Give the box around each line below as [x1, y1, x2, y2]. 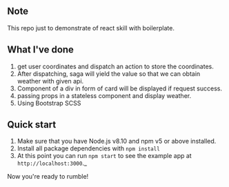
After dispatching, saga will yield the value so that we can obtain [17, 69, 201, 78]
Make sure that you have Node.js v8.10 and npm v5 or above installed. [17, 137, 217, 146]
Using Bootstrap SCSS [17, 99, 81, 107]
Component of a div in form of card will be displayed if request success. [17, 84, 223, 92]
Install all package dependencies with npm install [17, 144, 160, 152]
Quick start [7, 119, 57, 130]
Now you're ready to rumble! [7, 173, 89, 181]
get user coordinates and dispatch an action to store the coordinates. [17, 62, 214, 70]
